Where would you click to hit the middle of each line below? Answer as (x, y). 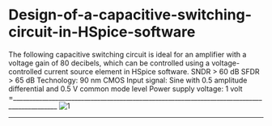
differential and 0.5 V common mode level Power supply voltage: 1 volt (125, 88)
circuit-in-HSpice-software (102, 32)
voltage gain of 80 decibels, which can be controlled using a (109, 63)
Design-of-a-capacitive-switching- (130, 15)
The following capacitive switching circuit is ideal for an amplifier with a (127, 54)
